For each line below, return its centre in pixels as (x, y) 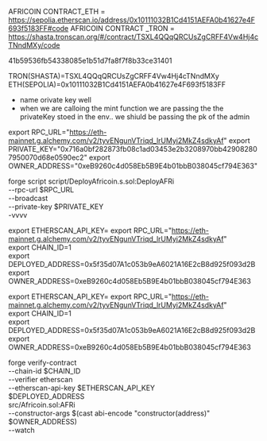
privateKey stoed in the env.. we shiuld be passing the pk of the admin (135, 117)
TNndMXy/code (34, 45)
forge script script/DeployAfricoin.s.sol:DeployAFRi (91, 181)
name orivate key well (55, 100)
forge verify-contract (43, 362)
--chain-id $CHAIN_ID (44, 371)
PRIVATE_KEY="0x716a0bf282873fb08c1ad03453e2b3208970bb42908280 (133, 149)
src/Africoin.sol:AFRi (42, 405)
